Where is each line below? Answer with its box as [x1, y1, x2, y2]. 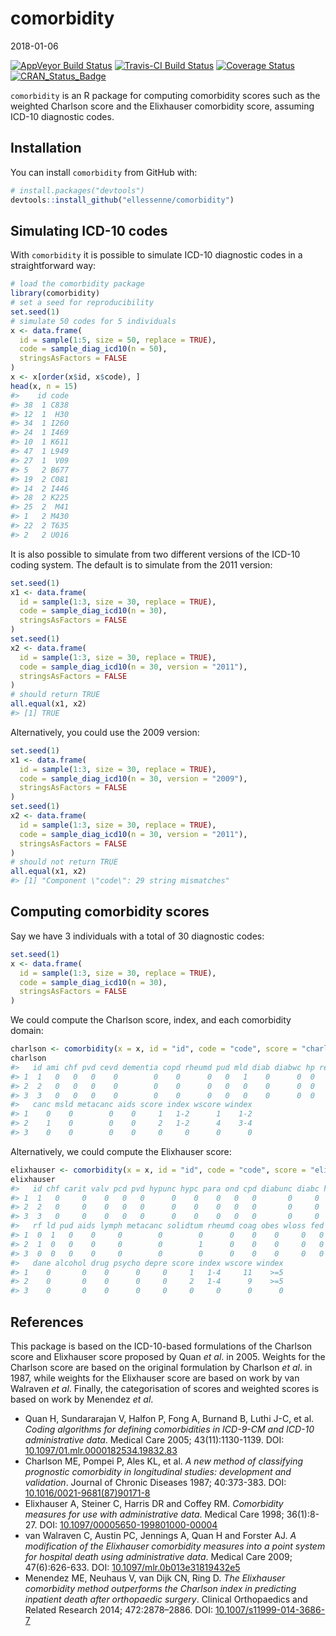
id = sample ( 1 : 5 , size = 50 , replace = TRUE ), [19, 335, 217, 345]
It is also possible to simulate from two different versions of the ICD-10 [10, 548, 301, 560]
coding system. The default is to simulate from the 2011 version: [10, 558, 273, 571]
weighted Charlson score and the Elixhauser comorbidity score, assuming [10, 100, 315, 112]
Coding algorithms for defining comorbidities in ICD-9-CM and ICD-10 [24, 1423, 315, 1435]
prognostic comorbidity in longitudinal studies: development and [24, 1465, 292, 1477]
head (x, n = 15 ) [10, 381, 78, 391]
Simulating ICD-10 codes [10, 222, 168, 239]
